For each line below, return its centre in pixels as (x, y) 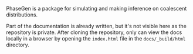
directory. (18, 45)
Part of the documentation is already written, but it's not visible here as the (96, 26)
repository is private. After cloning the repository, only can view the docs (94, 32)
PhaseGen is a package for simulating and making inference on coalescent (97, 9)
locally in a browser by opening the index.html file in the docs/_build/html (96, 38)
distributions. (22, 15)
